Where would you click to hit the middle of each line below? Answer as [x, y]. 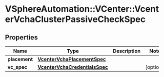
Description [127, 51]
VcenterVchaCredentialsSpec [73, 67]
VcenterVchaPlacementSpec [72, 59]
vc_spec [18, 67]
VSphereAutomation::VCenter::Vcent [82, 9]
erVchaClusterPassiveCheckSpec [75, 19]
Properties [21, 37]
